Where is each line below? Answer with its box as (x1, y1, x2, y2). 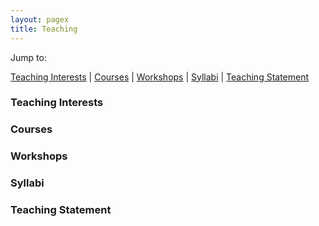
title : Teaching (10, 24, 78, 34)
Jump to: (10, 51, 47, 63)
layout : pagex (10, 14, 70, 25)
